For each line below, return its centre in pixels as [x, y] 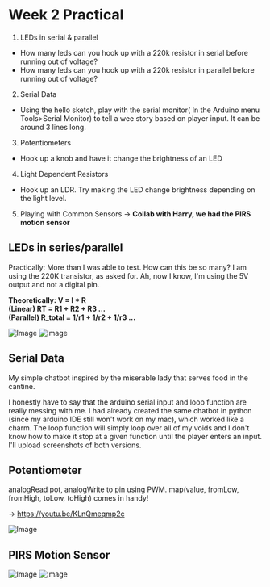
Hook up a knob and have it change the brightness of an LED [121, 158]
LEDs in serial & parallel [59, 37]
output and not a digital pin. [54, 284]
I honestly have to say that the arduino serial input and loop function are [128, 402]
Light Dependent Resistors [64, 174]
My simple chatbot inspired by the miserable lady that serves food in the [128, 378]
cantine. [22, 386]
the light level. [43, 198]
